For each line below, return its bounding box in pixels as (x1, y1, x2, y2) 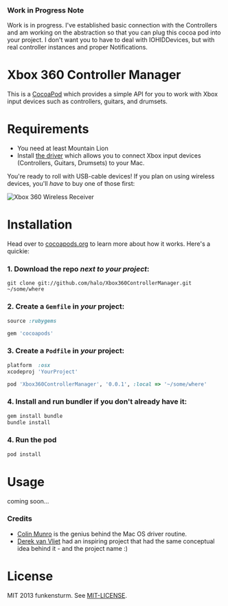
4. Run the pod (7, 435, 57, 445)
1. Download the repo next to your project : (7, 264, 150, 274)
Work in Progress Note (7, 6, 84, 15)
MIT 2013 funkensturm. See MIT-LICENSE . (7, 591, 127, 599)
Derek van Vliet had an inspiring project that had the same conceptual (16, 536, 215, 545)
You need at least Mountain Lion (16, 144, 109, 153)
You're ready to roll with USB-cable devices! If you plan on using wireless (7, 172, 215, 180)
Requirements (7, 121, 89, 137)
